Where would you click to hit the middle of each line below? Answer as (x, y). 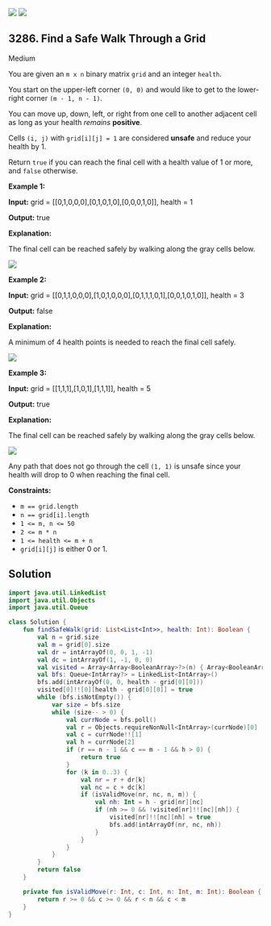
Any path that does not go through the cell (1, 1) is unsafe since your (125, 466)
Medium (22, 58)
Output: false (31, 311)
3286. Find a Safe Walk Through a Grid (107, 39)
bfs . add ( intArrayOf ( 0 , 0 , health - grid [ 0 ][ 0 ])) (121, 682)
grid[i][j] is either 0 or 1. (63, 549)
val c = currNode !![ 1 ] (104, 735)
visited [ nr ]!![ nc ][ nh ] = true (160, 817)
